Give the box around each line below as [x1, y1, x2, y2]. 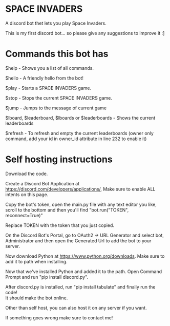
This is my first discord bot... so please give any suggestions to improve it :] [5, 30, 165, 36]
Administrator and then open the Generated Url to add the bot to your [5, 237, 152, 244]
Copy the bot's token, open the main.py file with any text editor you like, [5, 201, 157, 207]
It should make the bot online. [5, 295, 68, 301]
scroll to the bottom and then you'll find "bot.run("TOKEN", [5, 206, 129, 213]
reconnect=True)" [5, 212, 43, 218]
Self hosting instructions [5, 154, 113, 165]
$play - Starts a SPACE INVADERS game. [5, 85, 92, 91]
